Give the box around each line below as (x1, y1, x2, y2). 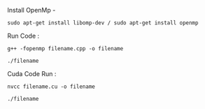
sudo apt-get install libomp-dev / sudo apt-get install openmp (7, 20, 199, 27)
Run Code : (7, 31, 40, 40)
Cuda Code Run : (7, 70, 57, 78)
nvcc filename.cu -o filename (7, 83, 96, 90)
